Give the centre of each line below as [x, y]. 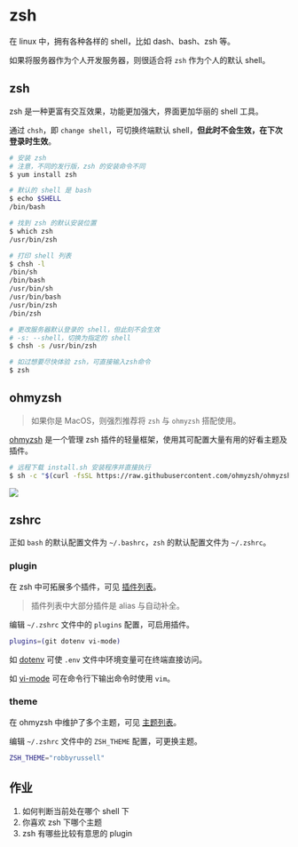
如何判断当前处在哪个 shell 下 [76, 811]
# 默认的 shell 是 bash [50, 191]
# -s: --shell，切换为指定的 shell [70, 338]
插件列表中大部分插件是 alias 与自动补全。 [107, 605]
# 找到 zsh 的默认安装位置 [53, 223]
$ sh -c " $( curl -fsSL [51, 475]
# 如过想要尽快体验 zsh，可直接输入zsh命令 [80, 362]
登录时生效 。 [32, 141]
